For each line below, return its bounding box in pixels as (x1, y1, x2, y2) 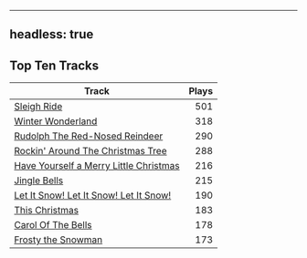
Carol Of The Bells (14, 219, 93, 232)
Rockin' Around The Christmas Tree (14, 145, 167, 158)
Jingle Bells (14, 174, 64, 187)
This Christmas (14, 204, 79, 217)
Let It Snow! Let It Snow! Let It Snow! (14, 189, 172, 201)
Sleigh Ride (14, 100, 63, 113)
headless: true (9, 26, 94, 42)
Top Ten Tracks (9, 57, 99, 73)
